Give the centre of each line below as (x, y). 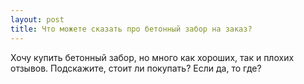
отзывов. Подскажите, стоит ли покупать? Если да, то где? (136, 68)
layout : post (37, 19)
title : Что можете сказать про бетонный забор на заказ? (131, 29)
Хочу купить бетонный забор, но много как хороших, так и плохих (152, 57)
